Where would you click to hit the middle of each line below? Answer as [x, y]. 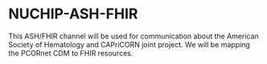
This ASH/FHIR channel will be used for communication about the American [133, 36]
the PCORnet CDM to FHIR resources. [71, 53]
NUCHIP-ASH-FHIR [73, 14]
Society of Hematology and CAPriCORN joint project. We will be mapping [129, 44]
